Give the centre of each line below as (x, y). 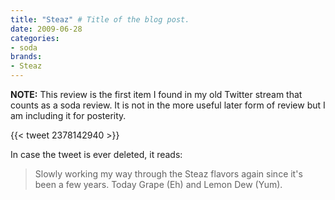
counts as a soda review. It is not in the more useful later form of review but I (168, 105)
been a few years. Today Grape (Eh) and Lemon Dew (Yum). (158, 184)
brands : (26, 57)
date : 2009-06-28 (46, 29)
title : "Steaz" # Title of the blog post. (100, 19)
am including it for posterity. (68, 115)
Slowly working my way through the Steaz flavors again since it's (168, 174)
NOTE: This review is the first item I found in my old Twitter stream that (156, 94)
